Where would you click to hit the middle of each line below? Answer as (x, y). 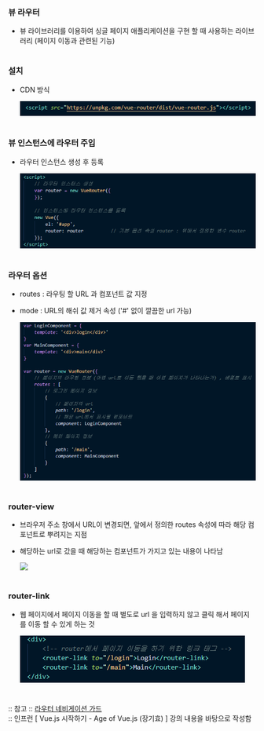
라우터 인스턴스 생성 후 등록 (62, 162)
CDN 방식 (35, 90)
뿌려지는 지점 (67, 535)
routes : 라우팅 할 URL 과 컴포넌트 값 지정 (83, 294)
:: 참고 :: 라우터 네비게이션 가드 (55, 708)
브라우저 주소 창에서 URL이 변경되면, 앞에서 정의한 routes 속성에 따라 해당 (133, 524)
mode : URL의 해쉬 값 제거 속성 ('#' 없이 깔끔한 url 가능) (106, 311)
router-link (29, 596)
